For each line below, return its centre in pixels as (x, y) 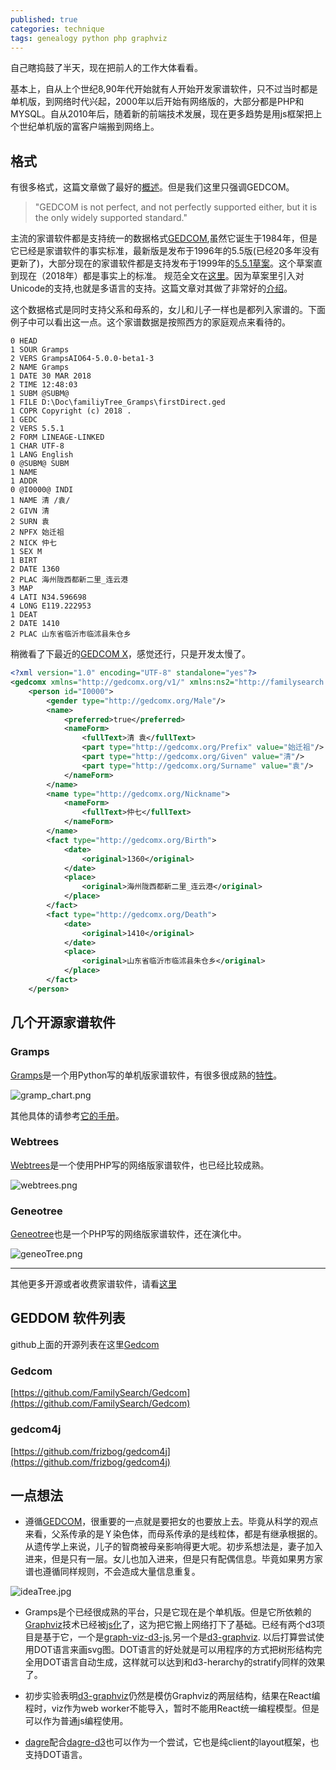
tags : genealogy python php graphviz (89, 38)
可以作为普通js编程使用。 (76, 1721)
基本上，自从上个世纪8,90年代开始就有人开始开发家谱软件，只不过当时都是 (164, 89)
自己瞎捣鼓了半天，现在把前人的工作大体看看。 (106, 68)
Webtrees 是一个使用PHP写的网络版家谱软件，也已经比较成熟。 (140, 1165)
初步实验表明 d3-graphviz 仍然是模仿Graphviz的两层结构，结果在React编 (172, 1696)
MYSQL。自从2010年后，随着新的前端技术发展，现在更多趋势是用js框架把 (162, 114)
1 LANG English (42, 455)
